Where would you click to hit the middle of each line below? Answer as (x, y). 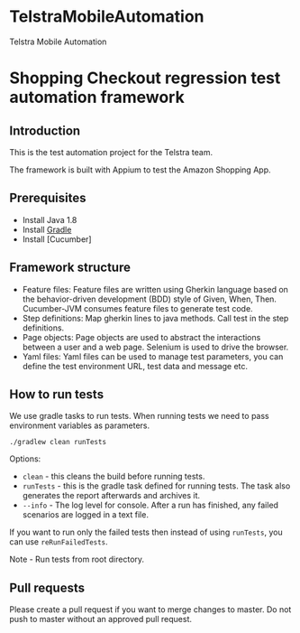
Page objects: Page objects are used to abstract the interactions (141, 337)
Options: (25, 459)
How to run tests (57, 394)
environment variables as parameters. (80, 425)
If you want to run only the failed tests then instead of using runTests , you (146, 532)
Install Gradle (47, 229)
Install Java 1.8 (50, 219)
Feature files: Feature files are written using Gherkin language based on (155, 289)
